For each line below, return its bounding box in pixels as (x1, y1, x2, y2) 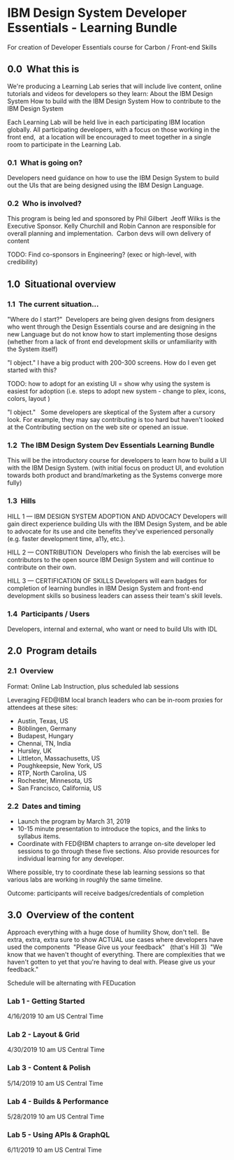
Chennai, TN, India (17, 739, 71, 747)
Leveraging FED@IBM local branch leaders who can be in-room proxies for (7, 695, 224, 704)
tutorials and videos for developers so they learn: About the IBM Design (7, 89, 213, 97)
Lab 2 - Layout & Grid (7, 1029, 80, 1039)
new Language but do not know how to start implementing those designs (7, 330, 218, 339)
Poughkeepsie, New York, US (17, 761, 103, 770)
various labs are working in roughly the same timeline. (7, 875, 163, 884)
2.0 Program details (7, 645, 97, 657)
